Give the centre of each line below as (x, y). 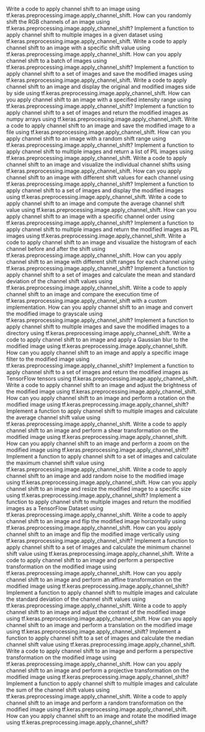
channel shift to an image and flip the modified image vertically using (93, 534)
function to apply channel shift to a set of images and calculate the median (100, 638)
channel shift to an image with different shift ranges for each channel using (101, 262)
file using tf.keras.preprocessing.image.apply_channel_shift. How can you (99, 132)
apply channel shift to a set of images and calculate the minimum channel (99, 547)
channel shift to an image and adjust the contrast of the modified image (96, 612)
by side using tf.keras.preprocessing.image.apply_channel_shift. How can (99, 93)
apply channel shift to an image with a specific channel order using (91, 216)
